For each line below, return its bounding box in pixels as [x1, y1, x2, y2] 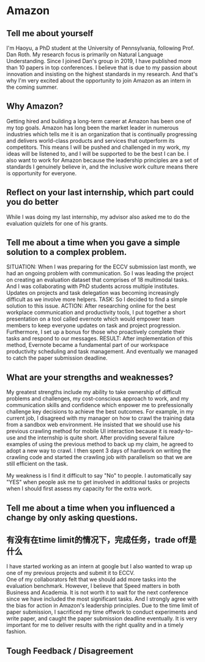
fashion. [6, 628, 27, 635]
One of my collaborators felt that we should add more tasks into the [6, 576, 176, 583]
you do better [6, 197, 59, 207]
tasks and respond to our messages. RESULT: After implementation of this [6, 335, 193, 342]
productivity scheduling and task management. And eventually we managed [6, 348, 198, 356]
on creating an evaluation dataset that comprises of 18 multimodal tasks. [6, 276, 189, 284]
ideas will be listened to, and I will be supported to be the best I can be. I [6, 150, 189, 157]
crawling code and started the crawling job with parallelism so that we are [6, 454, 193, 461]
